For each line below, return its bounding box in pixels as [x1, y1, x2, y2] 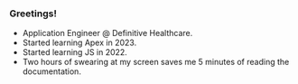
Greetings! [9, 7, 57, 20]
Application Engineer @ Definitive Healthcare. [22, 28, 193, 39]
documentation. [22, 66, 81, 77]
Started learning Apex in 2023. [22, 37, 137, 48]
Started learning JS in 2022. [22, 47, 128, 58]
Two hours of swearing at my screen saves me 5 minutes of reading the [22, 57, 290, 68]
